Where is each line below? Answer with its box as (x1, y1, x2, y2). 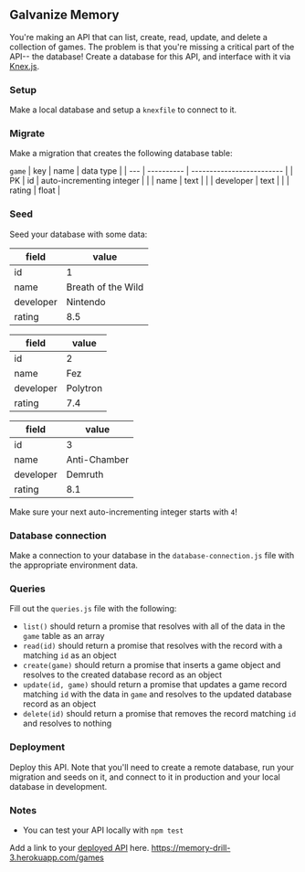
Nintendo (66, 295, 107, 308)
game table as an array (22, 631, 105, 642)
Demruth (66, 468, 104, 481)
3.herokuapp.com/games (9, 852, 105, 863)
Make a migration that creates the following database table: (9, 148, 233, 159)
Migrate (9, 127, 46, 140)
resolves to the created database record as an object (22, 669, 222, 680)
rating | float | (9, 185, 61, 196)
